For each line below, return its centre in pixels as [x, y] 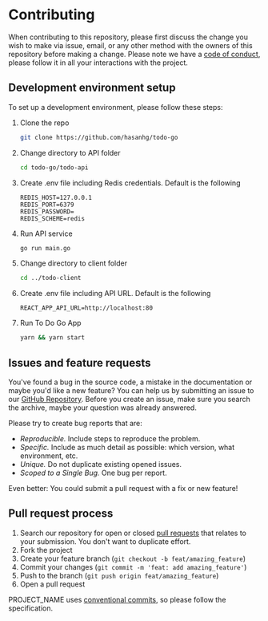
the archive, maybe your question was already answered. [103, 408]
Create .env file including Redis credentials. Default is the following [130, 183]
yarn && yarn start [52, 338]
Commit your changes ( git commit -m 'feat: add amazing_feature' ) [133, 566]
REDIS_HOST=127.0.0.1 [56, 197]
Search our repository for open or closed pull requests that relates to [133, 533]
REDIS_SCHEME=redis [52, 218]
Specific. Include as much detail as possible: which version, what [127, 447]
